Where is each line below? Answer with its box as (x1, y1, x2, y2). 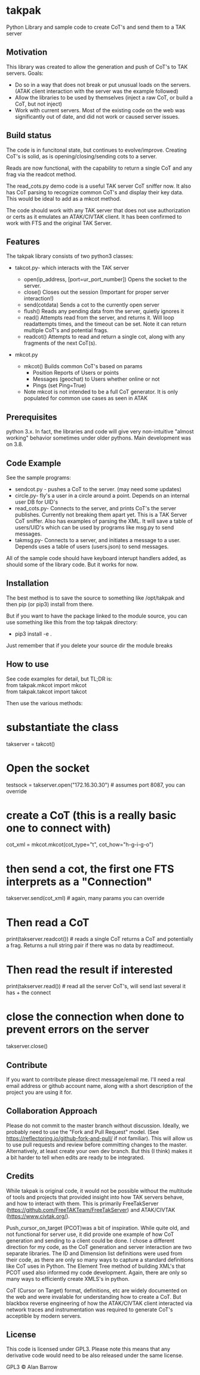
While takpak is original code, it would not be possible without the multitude (6, 1187, 193, 1194)
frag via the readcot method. (6, 170, 76, 177)
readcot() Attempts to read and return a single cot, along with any (23, 333, 185, 341)
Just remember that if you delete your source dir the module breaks (6, 642, 173, 649)
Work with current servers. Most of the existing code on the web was (14, 106, 185, 114)
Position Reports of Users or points (32, 369, 119, 377)
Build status (6, 130, 52, 141)
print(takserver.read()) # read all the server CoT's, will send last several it (6, 983, 186, 990)
